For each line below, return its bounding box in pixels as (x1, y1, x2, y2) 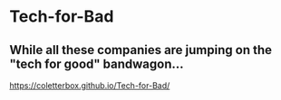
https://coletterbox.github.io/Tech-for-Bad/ (9, 80, 170, 91)
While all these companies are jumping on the (9, 42, 273, 58)
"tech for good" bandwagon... (9, 56, 184, 71)
